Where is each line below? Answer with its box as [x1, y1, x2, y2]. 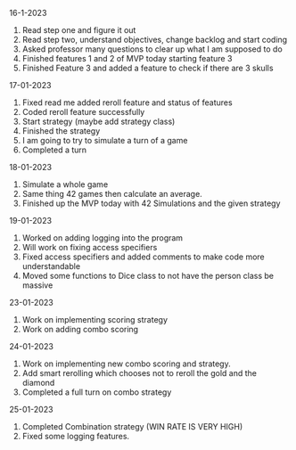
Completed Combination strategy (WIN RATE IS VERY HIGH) [21, 421, 243, 431]
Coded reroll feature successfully [21, 107, 145, 117]
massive [21, 280, 53, 290]
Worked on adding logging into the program [21, 233, 184, 243]
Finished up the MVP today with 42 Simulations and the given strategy [21, 198, 281, 209]
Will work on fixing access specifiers [21, 242, 158, 252]
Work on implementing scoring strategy [21, 315, 168, 324]
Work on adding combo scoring [21, 324, 139, 334]
